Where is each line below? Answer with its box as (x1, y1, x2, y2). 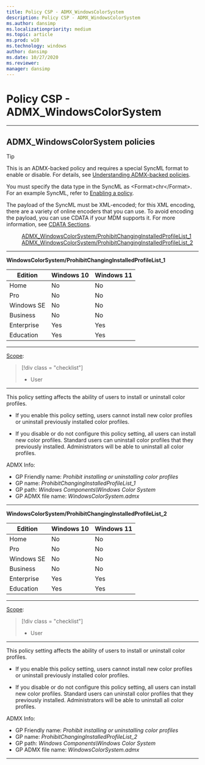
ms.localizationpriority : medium (6, 26, 92, 32)
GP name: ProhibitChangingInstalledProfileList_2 (15, 733, 138, 741)
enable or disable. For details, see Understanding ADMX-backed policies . (6, 171, 191, 179)
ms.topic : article (6, 32, 53, 38)
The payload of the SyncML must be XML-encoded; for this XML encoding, (6, 201, 196, 209)
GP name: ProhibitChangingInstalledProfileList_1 (15, 479, 136, 487)
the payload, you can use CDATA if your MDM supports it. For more (6, 214, 176, 221)
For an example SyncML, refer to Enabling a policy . (6, 190, 134, 197)
